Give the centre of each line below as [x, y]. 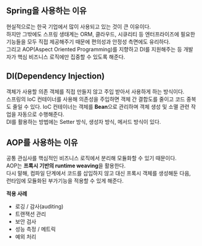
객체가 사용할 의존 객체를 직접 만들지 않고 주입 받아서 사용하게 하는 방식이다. [96, 91]
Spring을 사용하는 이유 [46, 11]
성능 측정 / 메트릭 [35, 229]
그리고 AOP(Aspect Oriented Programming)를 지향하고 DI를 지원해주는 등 [94, 49]
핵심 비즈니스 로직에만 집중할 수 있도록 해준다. [71, 57]
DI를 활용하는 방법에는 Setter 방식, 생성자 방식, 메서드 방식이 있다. [84, 121]
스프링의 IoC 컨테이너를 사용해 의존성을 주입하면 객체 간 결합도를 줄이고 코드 [96, 99]
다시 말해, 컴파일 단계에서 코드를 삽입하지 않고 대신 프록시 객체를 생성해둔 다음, [99, 173]
